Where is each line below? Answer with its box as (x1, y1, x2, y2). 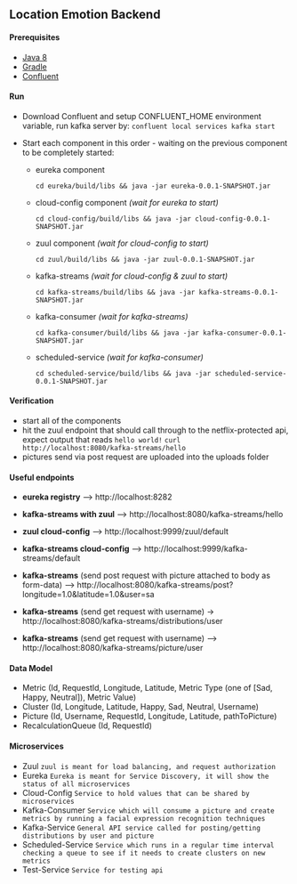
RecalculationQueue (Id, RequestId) (21, 720, 153, 731)
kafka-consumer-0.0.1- (203, 328, 287, 337)
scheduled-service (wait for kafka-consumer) (35, 352, 205, 362)
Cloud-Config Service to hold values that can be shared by (21, 787, 251, 798)
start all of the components (21, 416, 122, 426)
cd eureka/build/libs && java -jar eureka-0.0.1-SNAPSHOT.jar (35, 182, 271, 191)
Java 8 (21, 52, 47, 62)
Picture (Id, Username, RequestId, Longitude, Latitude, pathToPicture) (21, 711, 277, 722)
